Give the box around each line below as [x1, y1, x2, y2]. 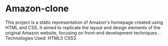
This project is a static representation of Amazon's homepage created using [5, 19, 163, 25]
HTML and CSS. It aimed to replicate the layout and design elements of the [5, 24, 160, 30]
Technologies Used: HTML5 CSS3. [5, 35, 77, 41]
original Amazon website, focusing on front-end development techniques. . [5, 30, 161, 36]
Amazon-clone [5, 3, 69, 14]
